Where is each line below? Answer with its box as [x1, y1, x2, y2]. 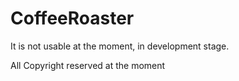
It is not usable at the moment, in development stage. [10, 40, 230, 52]
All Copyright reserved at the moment [10, 59, 166, 71]
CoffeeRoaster [10, 7, 135, 30]
